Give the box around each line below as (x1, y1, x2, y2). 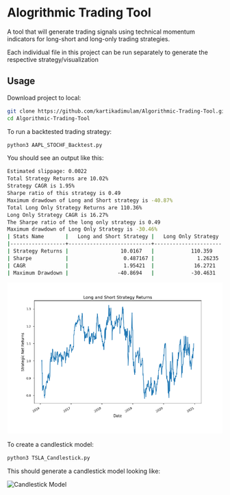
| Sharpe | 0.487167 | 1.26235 (7, 255, 219, 262)
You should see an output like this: (7, 154, 104, 162)
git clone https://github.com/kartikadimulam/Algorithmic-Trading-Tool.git (7, 108, 228, 115)
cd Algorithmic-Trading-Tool (7, 115, 90, 122)
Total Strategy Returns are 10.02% (7, 175, 109, 183)
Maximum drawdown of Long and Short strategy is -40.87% (7, 197, 173, 204)
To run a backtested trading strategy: (7, 127, 112, 135)
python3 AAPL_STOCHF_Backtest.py (7, 141, 103, 148)
